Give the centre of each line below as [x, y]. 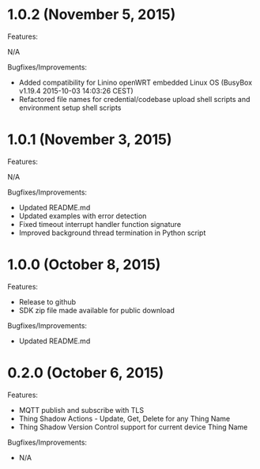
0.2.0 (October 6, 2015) [86, 373]
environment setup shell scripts [70, 108]
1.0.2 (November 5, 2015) [92, 15]
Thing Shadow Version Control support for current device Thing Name [133, 427]
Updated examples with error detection [83, 216]
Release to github [47, 301]
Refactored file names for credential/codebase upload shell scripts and [134, 99]
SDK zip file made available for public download [97, 310]
